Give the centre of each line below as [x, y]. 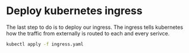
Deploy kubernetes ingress [74, 11]
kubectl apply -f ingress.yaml [45, 44]
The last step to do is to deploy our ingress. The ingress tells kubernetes [94, 27]
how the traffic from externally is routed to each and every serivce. [88, 33]
